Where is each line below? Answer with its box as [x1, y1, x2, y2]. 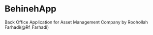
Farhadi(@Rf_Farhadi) [4, 24, 49, 30]
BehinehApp [4, 3, 57, 14]
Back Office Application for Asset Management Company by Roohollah [4, 19, 148, 25]
